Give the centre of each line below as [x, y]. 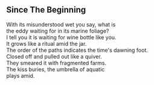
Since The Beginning [46, 10]
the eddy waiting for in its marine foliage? [58, 31]
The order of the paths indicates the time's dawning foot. [77, 50]
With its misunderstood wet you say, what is [61, 24]
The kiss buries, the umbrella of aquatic [56, 69]
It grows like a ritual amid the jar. [47, 43]
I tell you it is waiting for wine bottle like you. [61, 37]
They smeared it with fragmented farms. [56, 63]
